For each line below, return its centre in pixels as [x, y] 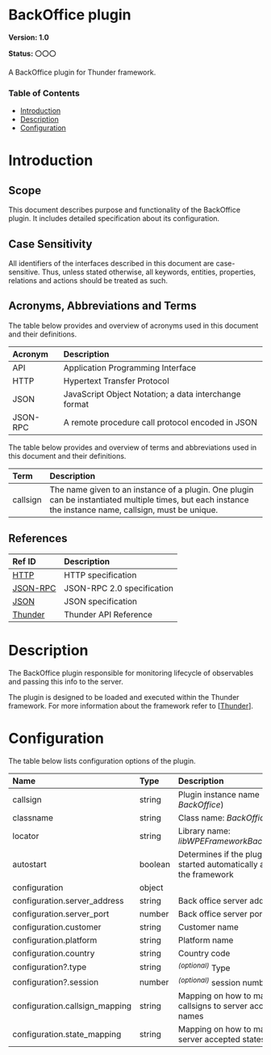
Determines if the [211, 854]
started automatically [218, 864]
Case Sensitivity [50, 244]
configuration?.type [50, 967]
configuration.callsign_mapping [72, 1006]
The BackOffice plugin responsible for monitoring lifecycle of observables [131, 672]
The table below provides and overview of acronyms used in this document [133, 325]
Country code [204, 953]
